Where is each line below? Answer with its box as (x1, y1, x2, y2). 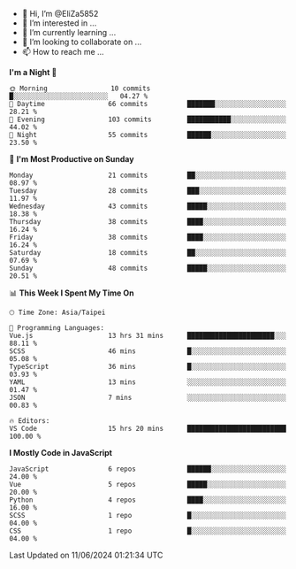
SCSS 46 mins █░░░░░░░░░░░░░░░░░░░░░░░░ (9, 347, 287, 356)
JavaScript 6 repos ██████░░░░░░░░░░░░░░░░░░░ (9, 465, 287, 473)
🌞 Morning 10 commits (9, 84, 151, 93)
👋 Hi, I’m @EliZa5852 (21, 9, 99, 19)
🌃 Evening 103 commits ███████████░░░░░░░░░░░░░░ (9, 115, 287, 124)
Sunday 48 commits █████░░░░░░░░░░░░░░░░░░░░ (9, 264, 287, 273)
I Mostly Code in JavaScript (9, 448, 113, 458)
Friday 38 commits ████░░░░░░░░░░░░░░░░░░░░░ (9, 233, 287, 242)
